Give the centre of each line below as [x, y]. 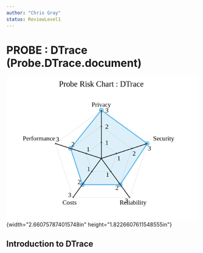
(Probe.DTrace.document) [74, 63]
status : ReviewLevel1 [34, 19]
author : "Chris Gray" [34, 13]
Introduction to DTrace [50, 244]
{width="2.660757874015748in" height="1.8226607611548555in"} [89, 224]
